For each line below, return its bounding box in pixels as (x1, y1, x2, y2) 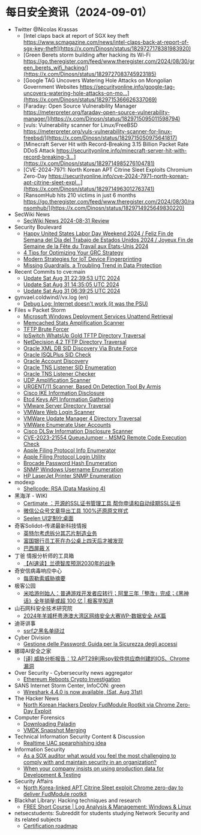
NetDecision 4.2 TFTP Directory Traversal (23, 338, 127, 345)
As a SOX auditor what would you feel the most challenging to (23, 752, 176, 759)
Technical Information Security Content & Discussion (14, 733, 145, 740)
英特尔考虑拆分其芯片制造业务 (23, 529, 97, 537)
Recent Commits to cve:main (14, 268, 86, 275)
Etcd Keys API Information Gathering (23, 396, 114, 403)
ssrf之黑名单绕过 (23, 627, 65, 634)
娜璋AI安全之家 (14, 647, 52, 654)
